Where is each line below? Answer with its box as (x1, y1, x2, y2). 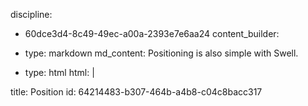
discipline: (10, 9, 53, 20)
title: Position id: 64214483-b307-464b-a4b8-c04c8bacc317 (10, 86, 263, 98)
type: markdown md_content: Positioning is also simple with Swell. (24, 47, 299, 59)
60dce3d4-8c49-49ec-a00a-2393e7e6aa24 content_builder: (24, 28, 280, 39)
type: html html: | (24, 67, 95, 78)
